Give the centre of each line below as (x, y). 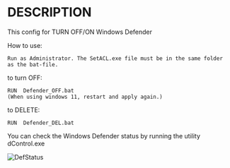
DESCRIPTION (50, 12)
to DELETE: (24, 109)
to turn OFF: (25, 78)
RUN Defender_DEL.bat (41, 123)
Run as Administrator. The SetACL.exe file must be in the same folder (115, 58)
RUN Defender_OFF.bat (41, 90)
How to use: (25, 45)
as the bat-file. (33, 64)
